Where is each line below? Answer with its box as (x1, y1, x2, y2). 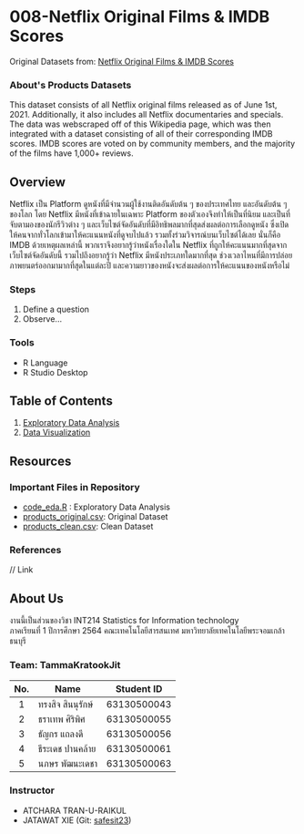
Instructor (9, 784, 55, 797)
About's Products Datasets (9, 78, 132, 91)
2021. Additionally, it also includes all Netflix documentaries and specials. (9, 109, 284, 120)
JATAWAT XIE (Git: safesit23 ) (22, 814, 132, 826)
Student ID (115, 682, 163, 695)
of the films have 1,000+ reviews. (9, 148, 134, 159)
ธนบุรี (9, 635, 26, 646)
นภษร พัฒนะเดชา (37, 757, 98, 769)
